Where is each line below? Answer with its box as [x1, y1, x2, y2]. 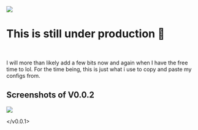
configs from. [6, 72, 41, 79]
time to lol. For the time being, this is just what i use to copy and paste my [6, 65, 192, 73]
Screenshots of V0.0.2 [6, 90, 95, 101]
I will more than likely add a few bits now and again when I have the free [6, 59, 188, 66]
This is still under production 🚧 [6, 27, 166, 41]
